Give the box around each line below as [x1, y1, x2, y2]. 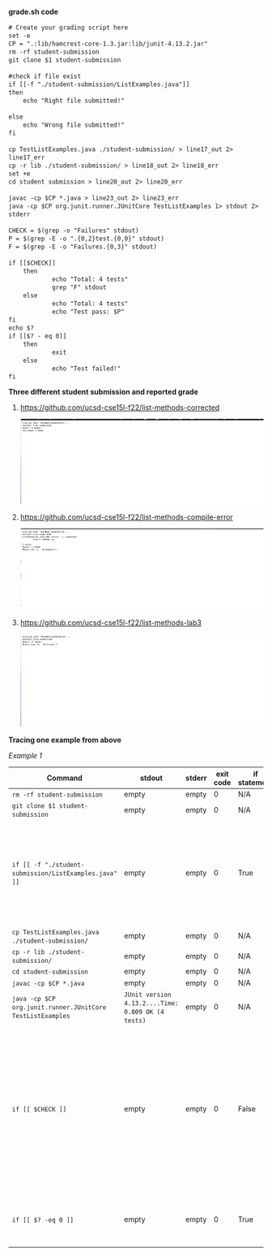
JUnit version [124, 991, 172, 999]
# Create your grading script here [8, 24, 129, 32]
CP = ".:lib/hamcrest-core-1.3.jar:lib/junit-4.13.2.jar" [8, 40, 208, 48]
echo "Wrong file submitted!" [23, 121, 125, 129]
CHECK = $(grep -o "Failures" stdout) [8, 227, 139, 235]
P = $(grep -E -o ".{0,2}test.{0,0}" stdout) [8, 235, 164, 243]
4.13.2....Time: [124, 999, 179, 1008]
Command [46, 773, 83, 783]
